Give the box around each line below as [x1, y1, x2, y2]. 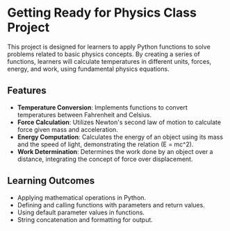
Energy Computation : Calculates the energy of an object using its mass [17, 132, 224, 141]
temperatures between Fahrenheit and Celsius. [17, 110, 151, 119]
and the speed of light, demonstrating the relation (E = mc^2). [17, 140, 194, 148]
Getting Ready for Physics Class [7, 5, 197, 21]
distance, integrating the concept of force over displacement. [17, 155, 193, 163]
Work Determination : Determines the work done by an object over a [17, 147, 213, 155]
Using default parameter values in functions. [17, 208, 145, 216]
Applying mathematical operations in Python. [17, 193, 147, 202]
